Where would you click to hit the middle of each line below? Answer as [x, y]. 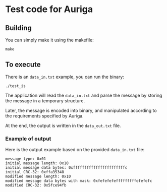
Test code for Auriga [49, 9]
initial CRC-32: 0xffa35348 [35, 172]
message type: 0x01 [26, 159]
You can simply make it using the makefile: [50, 40]
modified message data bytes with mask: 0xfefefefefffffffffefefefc [79, 181]
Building [18, 28]
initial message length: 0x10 [37, 163]
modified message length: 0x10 [38, 177]
